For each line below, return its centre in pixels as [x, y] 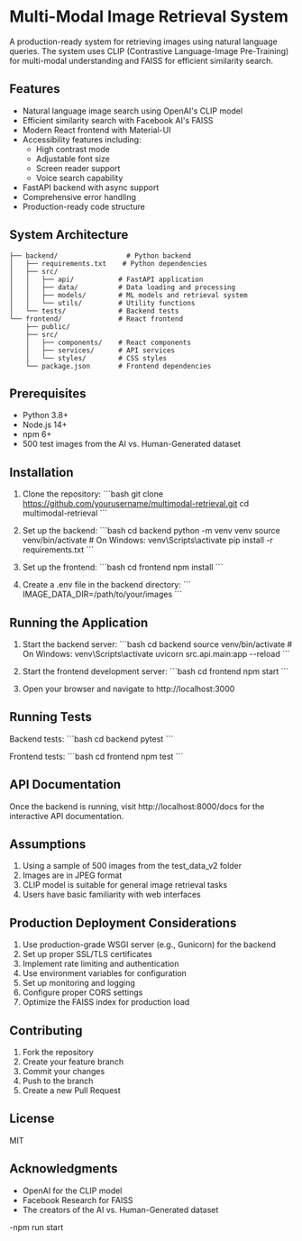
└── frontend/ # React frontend [96, 319]
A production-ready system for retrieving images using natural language [143, 41]
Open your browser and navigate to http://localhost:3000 [128, 689]
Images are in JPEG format [72, 875]
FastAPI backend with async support [91, 187]
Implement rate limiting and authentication [101, 964]
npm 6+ [37, 434]
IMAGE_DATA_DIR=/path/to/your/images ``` [102, 594]
